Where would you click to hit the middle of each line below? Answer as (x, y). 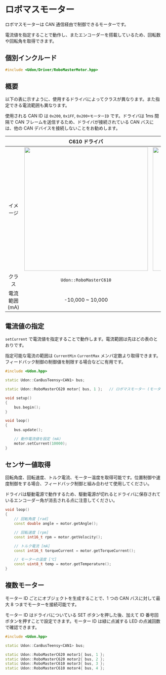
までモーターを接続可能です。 (49, 604)
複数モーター (25, 585)
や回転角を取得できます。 (31, 41)
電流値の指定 (25, 326)
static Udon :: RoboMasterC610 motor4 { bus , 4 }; (55, 668)
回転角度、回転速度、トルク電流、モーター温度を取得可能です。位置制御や (81, 478)
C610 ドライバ (86, 142)
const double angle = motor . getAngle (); (56, 524)
